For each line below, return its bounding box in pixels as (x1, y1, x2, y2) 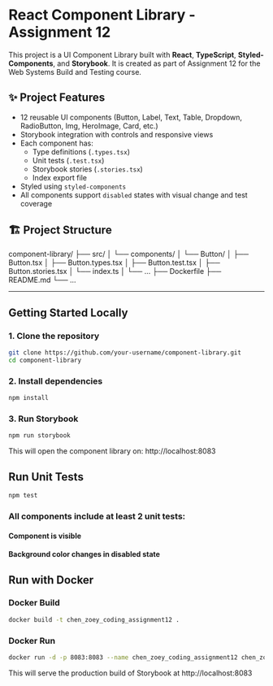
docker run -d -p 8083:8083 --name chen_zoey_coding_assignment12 (8, 653, 238, 662)
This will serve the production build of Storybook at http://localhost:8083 (8, 668, 253, 678)
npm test (8, 492, 38, 500)
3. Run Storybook (8, 413, 79, 424)
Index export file (32, 172, 88, 182)
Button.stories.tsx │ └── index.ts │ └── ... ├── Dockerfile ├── (8, 266, 222, 276)
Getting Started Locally (8, 306, 128, 319)
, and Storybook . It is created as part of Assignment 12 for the (52, 59, 261, 68)
